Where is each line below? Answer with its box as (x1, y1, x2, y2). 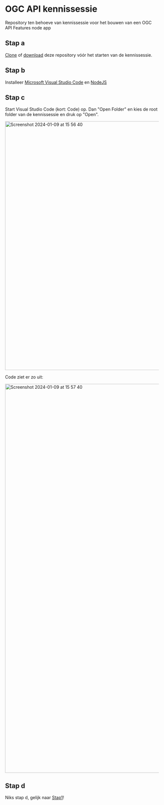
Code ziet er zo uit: (5, 374, 43, 380)
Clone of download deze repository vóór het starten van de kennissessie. (5, 52, 152, 58)
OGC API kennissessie (5, 3, 98, 15)
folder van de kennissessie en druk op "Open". (5, 112, 99, 118)
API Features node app (5, 24, 51, 30)
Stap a (5, 39, 25, 47)
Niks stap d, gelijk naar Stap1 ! (5, 795, 64, 801)
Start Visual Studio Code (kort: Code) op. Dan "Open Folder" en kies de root (5, 106, 158, 112)
